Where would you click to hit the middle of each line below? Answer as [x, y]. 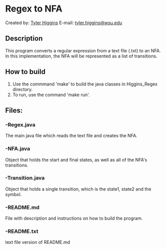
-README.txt [22, 231]
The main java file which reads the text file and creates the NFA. [71, 136]
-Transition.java [25, 178]
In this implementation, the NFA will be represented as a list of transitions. [81, 56]
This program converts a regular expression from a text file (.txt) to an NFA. [83, 50]
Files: [14, 110]
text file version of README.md [38, 242]
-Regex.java [20, 125]
